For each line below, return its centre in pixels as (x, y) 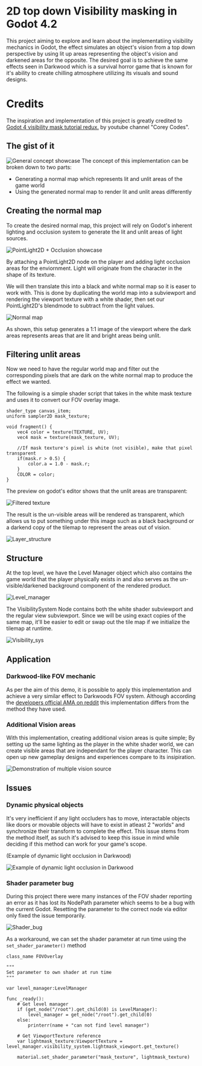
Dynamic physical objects (45, 805)
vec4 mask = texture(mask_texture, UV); (68, 438)
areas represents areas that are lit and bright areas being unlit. (84, 335)
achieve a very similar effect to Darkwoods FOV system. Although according (101, 696)
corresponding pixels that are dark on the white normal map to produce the (99, 375)
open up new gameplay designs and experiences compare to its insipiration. (101, 757)
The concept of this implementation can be (135, 160)
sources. (17, 238)
